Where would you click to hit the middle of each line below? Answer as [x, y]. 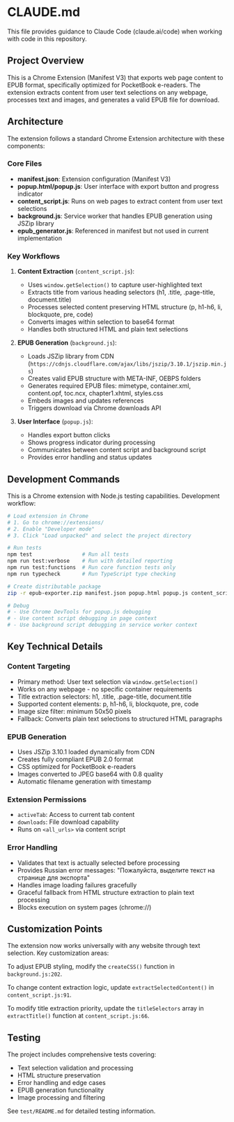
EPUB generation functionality [61, 1090]
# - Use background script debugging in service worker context [102, 625]
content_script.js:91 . [39, 995]
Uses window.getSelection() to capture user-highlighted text [115, 285]
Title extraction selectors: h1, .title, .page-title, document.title [104, 696]
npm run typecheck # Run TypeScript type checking [92, 574]
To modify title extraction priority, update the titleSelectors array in [106, 1008]
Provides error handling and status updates [89, 458]
